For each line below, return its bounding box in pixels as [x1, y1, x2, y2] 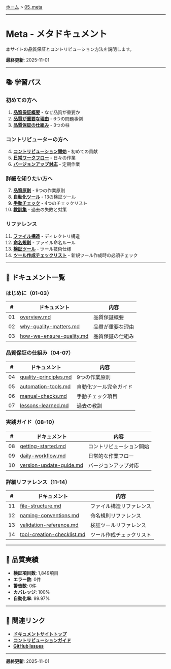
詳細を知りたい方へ [6, 175, 53, 182]
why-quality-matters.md [20, 323, 80, 330]
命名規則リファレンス [90, 512, 142, 519]
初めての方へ [6, 97, 38, 104]
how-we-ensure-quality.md [20, 333, 89, 340]
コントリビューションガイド [13, 637, 72, 643]
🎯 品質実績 [6, 555, 39, 564]
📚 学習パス [6, 78, 42, 87]
